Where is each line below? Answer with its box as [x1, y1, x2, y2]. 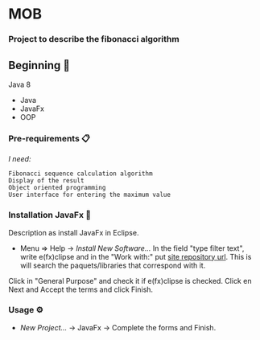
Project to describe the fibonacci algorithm [8, 34, 180, 45]
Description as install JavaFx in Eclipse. [8, 227, 139, 237]
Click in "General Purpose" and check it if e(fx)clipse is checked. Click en [8, 276, 252, 285]
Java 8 [8, 80, 31, 89]
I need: [8, 154, 31, 164]
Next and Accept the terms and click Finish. [8, 285, 154, 294]
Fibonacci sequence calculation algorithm [8, 170, 153, 178]
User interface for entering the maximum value [8, 190, 171, 199]
